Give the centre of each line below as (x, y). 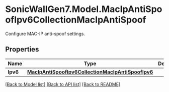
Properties (22, 49)
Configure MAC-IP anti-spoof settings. (45, 33)
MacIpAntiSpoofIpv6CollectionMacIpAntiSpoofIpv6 (90, 72)
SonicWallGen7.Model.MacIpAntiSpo (84, 9)
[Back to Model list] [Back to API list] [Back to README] (63, 84)
